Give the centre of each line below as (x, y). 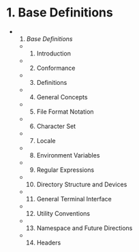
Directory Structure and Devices (82, 184)
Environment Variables (68, 155)
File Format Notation (65, 112)
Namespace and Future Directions (84, 228)
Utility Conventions (63, 213)
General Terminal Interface (74, 199)
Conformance (56, 68)
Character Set (56, 126)
